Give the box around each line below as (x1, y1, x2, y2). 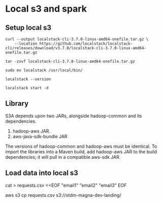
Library (5, 99, 29, 108)
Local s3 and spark (5, 3, 87, 15)
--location (14, 41, 38, 46)
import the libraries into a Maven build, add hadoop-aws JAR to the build (5, 148, 157, 155)
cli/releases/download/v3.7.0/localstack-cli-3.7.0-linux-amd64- (5, 46, 146, 51)
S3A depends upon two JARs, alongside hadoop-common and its (5, 113, 142, 119)
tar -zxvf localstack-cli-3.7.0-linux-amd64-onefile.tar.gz (5, 59, 136, 64)
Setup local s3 (5, 23, 52, 32)
